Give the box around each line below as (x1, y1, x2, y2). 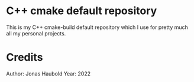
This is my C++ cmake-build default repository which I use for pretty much (6, 24, 188, 31)
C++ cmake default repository (6, 4, 157, 18)
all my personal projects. (6, 29, 66, 37)
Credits (6, 51, 43, 64)
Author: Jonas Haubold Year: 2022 (6, 70, 90, 77)
